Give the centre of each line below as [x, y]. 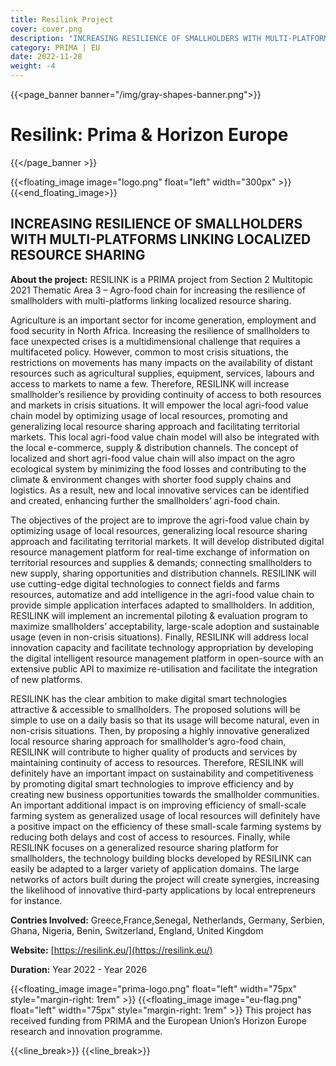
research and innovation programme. [86, 1031]
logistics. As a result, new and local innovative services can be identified [160, 490]
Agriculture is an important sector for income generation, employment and [163, 320]
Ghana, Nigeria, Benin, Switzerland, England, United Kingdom [137, 930]
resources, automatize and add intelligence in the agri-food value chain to [162, 594]
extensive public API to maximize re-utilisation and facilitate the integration [164, 668]
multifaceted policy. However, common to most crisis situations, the [149, 352]
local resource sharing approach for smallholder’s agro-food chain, [148, 741]
